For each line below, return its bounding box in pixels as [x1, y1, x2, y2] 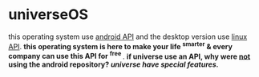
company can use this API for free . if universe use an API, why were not [8, 50, 251, 61]
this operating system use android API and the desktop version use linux [8, 32, 248, 41]
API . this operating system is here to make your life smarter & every [8, 40, 233, 51]
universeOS [8, 6, 89, 24]
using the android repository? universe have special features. [8, 60, 219, 69]
